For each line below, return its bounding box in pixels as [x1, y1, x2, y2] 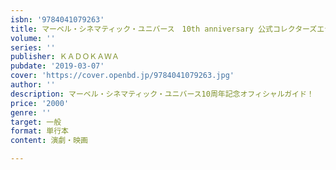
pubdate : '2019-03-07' [10, 61, 105, 71]
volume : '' [10, 33, 56, 43]
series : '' [10, 42, 56, 53]
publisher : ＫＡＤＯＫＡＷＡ [10, 52, 120, 62]
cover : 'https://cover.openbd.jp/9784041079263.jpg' [10, 71, 235, 81]
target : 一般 [10, 117, 62, 127]
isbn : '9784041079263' [10, 14, 105, 25]
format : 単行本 [10, 126, 69, 136]
